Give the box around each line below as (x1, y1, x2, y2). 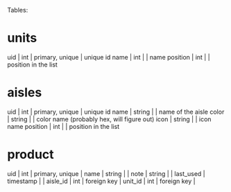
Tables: (7, 6, 28, 14)
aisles (7, 85, 42, 101)
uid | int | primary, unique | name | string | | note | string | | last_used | (7, 169, 206, 177)
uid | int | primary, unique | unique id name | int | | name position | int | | (7, 53, 210, 61)
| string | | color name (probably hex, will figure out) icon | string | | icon (7, 114, 212, 123)
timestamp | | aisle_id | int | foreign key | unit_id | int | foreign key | (7, 177, 196, 185)
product (7, 147, 54, 162)
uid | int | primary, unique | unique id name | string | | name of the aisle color (7, 107, 225, 116)
